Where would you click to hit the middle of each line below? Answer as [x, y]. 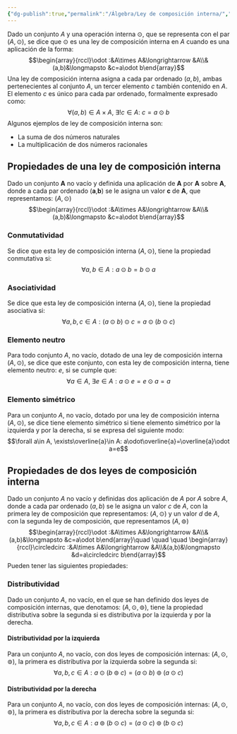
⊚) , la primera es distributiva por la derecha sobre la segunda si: [101, 712]
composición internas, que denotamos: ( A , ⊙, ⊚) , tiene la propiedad [105, 607]
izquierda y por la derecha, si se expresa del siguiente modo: [96, 430]
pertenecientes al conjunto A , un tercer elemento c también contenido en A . [117, 86]
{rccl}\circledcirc [41, 547]
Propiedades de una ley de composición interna [114, 167]
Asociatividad [32, 288]
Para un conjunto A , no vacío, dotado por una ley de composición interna [114, 415]
